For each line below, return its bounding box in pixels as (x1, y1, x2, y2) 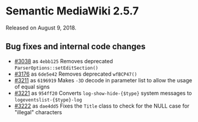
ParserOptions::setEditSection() (14, 65, 99, 71)
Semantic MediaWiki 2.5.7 (5, 4, 139, 18)
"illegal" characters (14, 108, 63, 115)
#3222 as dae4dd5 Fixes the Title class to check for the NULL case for (14, 102, 190, 109)
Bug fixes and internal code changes (5, 41, 146, 52)
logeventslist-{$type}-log (14, 97, 82, 103)
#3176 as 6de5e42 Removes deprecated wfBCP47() (14, 70, 138, 78)
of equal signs (14, 83, 50, 90)
